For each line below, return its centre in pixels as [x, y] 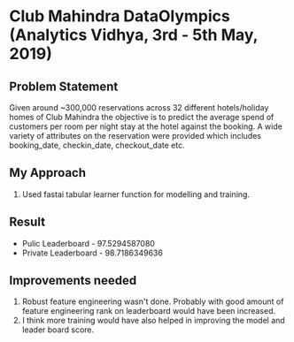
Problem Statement [64, 86]
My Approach [48, 173]
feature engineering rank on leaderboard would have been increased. [149, 311]
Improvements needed [73, 281]
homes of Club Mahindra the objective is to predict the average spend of [142, 117]
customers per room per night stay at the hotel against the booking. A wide [146, 126]
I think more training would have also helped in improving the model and [153, 321]
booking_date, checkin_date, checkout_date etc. [97, 145]
